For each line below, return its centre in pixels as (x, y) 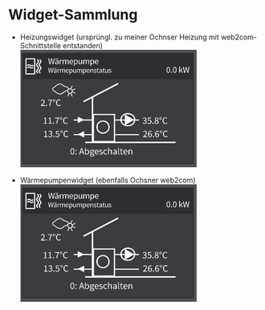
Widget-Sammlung (73, 15)
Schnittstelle (41, 45)
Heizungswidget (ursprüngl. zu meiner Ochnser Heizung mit (119, 37)
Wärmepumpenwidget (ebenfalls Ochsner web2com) (108, 180)
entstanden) (83, 45)
